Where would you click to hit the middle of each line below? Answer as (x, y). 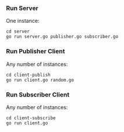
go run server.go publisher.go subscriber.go (62, 37)
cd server (18, 32)
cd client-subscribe (31, 118)
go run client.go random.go (40, 80)
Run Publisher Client (36, 51)
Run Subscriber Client (38, 95)
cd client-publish (28, 75)
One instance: (23, 21)
